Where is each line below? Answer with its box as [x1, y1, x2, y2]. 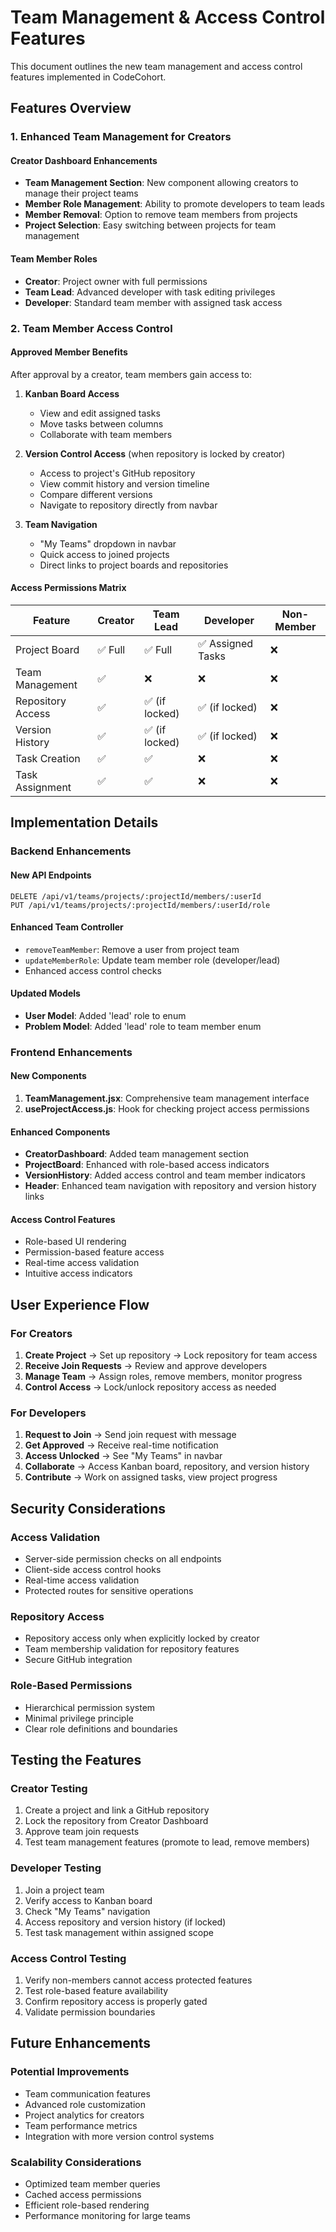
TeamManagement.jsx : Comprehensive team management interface [24, 1092, 310, 1105]
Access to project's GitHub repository [39, 467, 196, 479]
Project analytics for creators [24, 2109, 145, 2121]
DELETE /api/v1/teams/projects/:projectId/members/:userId [10, 891, 262, 901]
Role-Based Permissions [10, 1679, 133, 1693]
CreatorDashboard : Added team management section [24, 1148, 249, 1160]
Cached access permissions [24, 2188, 142, 2200]
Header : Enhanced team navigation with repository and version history [24, 1180, 317, 1192]
